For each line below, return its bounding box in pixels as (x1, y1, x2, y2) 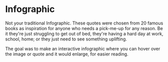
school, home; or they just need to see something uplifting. (5, 36, 127, 42)
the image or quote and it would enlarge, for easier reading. (5, 51, 129, 57)
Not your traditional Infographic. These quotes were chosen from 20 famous (5, 20, 163, 26)
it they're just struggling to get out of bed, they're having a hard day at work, (5, 30, 163, 36)
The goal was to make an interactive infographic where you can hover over (5, 45, 160, 51)
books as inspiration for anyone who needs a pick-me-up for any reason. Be (5, 25, 163, 31)
